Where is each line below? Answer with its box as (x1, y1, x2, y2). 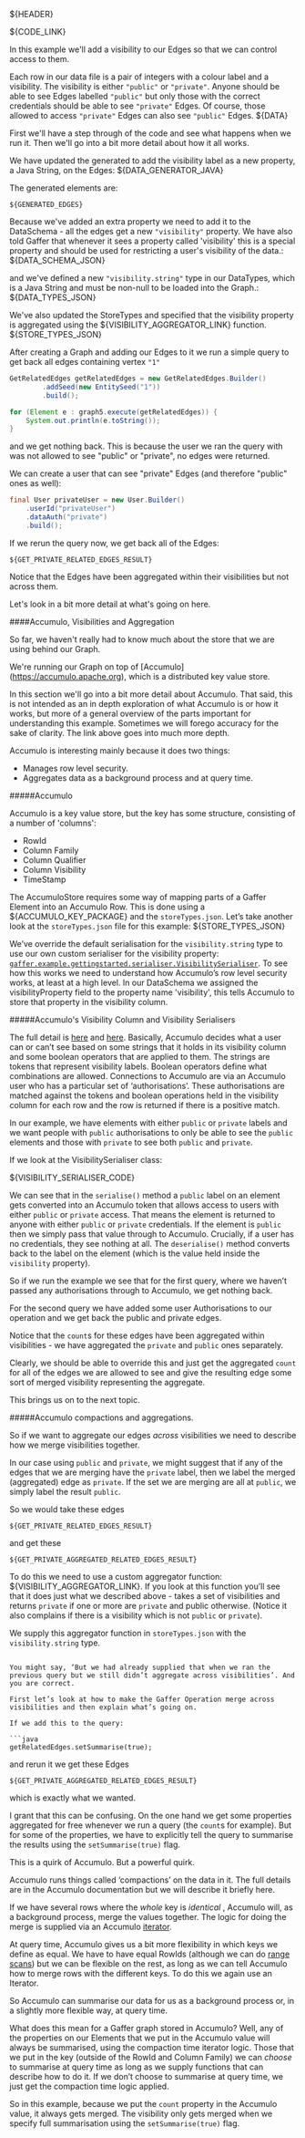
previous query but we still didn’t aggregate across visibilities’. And (9, 1670, 296, 1680)
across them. (9, 580, 59, 592)
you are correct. (9, 1678, 76, 1687)
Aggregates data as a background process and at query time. (22, 772, 253, 784)
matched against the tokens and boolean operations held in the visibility (9, 1090, 280, 1101)
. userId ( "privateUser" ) (25, 504, 117, 514)
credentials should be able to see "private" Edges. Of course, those (9, 100, 266, 111)
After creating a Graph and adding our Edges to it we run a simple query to (9, 347, 290, 358)
